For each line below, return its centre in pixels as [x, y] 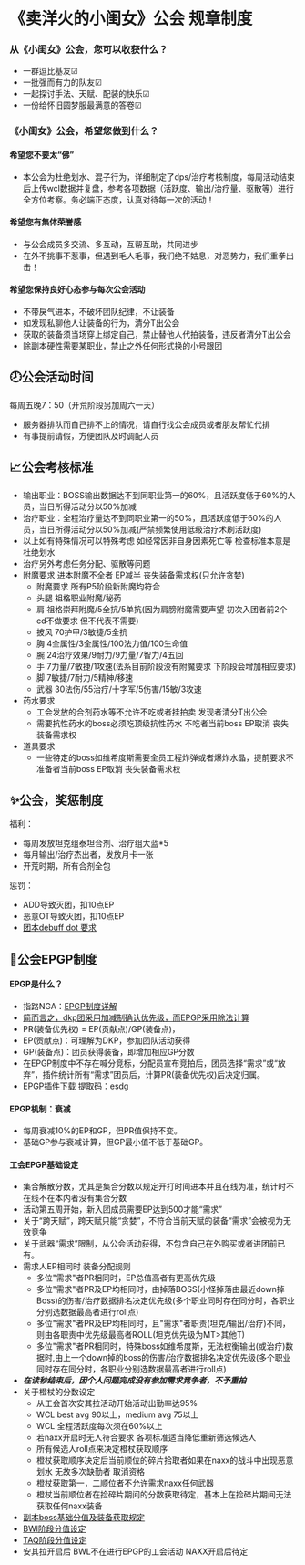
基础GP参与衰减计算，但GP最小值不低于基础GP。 [115, 1142]
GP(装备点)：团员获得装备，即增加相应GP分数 [108, 1052]
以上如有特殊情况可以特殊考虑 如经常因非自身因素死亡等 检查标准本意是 [157, 540]
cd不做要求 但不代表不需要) [87, 621]
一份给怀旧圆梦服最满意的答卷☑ [82, 105]
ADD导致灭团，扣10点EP [68, 905]
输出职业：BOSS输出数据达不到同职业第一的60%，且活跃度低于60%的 [155, 495]
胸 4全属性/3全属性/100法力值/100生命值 [112, 643]
